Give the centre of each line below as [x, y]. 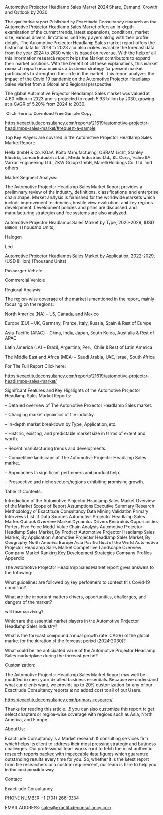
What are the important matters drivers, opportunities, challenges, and [76, 597]
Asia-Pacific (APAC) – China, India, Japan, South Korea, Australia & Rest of [80, 333]
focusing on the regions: [29, 304]
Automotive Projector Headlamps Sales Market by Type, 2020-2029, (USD [80, 222]
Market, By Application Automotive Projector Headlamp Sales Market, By [78, 537]
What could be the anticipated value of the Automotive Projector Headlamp [80, 650]
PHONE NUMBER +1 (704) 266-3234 [42, 798]
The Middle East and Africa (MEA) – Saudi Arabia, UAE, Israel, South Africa [80, 357]
